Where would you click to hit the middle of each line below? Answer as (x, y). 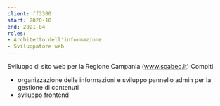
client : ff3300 (30, 14)
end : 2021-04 (26, 27)
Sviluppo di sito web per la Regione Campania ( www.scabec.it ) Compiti (110, 66)
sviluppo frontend (43, 95)
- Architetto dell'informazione (54, 40)
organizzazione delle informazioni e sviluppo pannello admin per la (114, 80)
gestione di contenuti (48, 87)
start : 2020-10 (30, 20)
